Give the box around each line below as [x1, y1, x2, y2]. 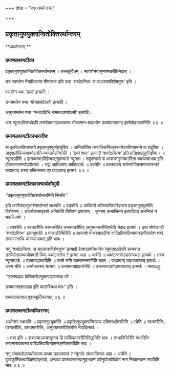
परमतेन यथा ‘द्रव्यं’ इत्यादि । [5, 89, 50, 95]
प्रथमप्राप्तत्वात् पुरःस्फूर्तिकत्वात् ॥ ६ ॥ [5, 294, 65, 300]
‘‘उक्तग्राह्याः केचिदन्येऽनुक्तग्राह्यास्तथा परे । [5, 273, 73, 279]
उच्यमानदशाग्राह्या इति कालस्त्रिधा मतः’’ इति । [5, 283, 78, 289]
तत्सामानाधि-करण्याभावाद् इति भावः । [5, 236, 65, 242]
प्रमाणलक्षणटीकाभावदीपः [5, 133, 49, 140]
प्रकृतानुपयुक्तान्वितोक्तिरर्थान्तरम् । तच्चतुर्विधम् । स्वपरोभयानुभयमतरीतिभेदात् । [5, 68, 132, 74]
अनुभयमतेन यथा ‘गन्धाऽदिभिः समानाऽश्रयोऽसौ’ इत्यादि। [5, 109, 92, 115]
